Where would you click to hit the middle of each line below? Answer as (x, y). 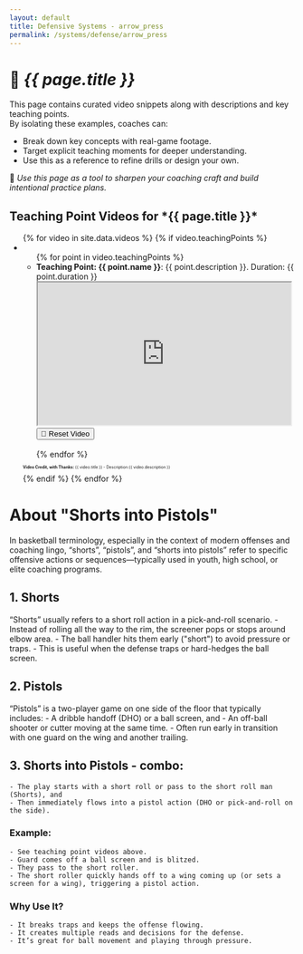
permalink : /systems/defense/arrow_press (89, 34)
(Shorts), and (36, 795)
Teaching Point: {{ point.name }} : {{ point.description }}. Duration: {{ (165, 267)
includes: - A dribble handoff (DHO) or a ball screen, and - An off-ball (139, 718)
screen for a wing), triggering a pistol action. (105, 883)
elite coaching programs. (56, 569)
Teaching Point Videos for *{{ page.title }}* (134, 216)
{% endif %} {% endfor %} (72, 479)
